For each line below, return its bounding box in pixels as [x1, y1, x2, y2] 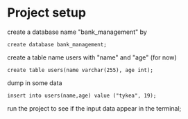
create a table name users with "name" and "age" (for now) [7, 53, 177, 62]
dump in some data [7, 78, 62, 87]
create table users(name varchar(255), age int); [7, 66, 154, 73]
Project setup [7, 5, 87, 21]
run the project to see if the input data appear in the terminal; [7, 104, 182, 112]
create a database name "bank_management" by [7, 28, 147, 36]
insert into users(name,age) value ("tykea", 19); [7, 92, 157, 99]
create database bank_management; [7, 41, 108, 48]
